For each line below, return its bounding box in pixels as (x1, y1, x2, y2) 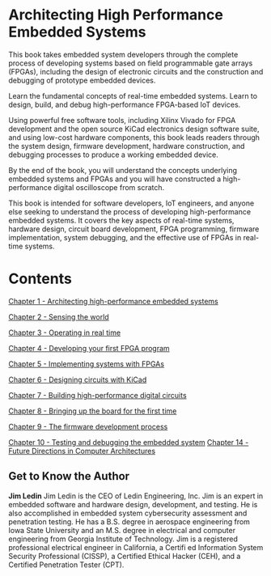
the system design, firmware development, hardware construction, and (8, 141, 245, 150)
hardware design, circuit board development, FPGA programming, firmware (8, 224, 260, 234)
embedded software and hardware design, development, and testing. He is (8, 499, 258, 509)
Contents (8, 269, 73, 288)
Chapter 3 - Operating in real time (8, 328, 121, 337)
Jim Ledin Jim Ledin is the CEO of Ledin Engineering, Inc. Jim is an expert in (8, 491, 264, 501)
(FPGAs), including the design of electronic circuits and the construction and (8, 66, 264, 76)
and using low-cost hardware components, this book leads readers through (8, 132, 260, 142)
